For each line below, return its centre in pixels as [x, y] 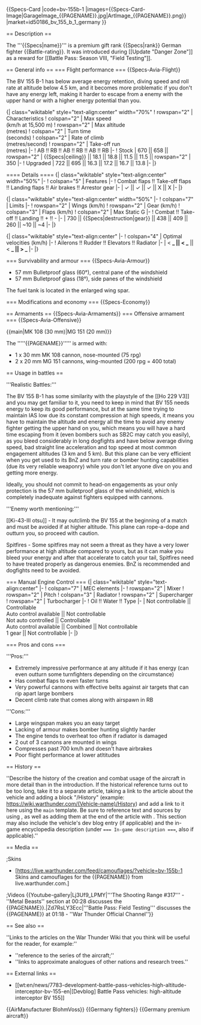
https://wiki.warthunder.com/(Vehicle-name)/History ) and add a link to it [95, 804]
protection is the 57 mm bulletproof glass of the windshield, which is [91, 491]
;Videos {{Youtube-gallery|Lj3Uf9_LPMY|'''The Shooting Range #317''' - [95, 895]
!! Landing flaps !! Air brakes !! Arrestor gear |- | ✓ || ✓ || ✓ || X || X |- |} [94, 187]
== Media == [22, 847]
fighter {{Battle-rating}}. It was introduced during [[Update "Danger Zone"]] [100, 52]
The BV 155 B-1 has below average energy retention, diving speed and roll [97, 81]
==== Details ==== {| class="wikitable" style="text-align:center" [86, 175]
